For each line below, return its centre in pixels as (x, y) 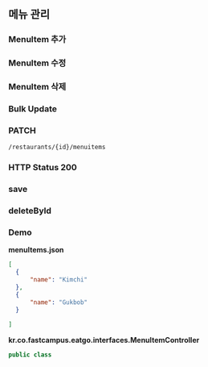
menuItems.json (36, 250)
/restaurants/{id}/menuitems (57, 148)
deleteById (30, 211)
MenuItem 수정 (37, 63)
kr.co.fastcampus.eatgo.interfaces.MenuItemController (104, 340)
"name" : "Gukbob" (59, 302)
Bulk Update (33, 109)
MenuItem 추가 (37, 40)
